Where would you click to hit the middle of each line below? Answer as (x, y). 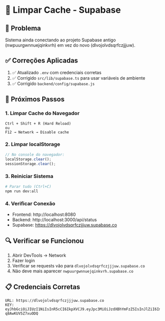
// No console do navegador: (35, 154)
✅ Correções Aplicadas (42, 61)
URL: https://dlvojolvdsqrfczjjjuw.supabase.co (55, 301)
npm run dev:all (22, 191)
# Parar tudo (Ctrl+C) (28, 186)
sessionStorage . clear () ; (30, 164)
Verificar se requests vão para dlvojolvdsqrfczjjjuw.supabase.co (79, 265)
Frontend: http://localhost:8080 (44, 214)
